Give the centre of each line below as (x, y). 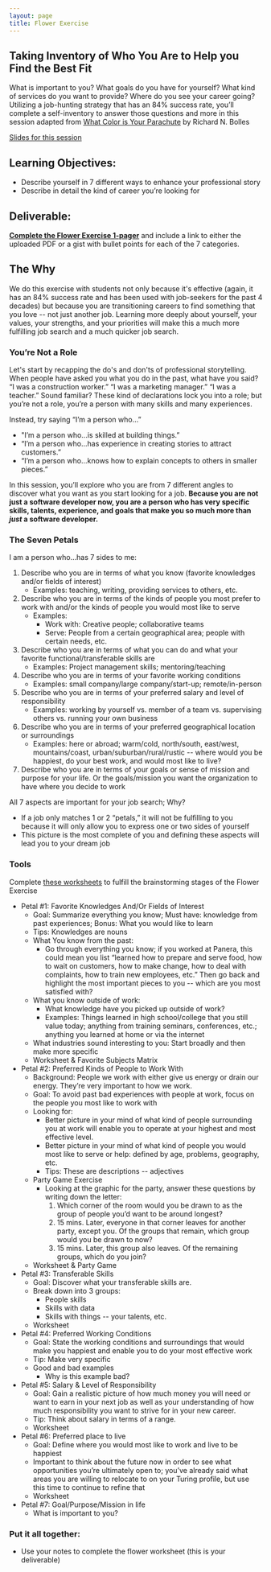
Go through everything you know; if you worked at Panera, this (148, 949)
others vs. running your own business (95, 718)
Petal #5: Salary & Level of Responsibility (88, 1385)
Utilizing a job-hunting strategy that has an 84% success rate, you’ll (121, 105)
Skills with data (70, 1307)
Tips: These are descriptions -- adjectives (114, 1171)
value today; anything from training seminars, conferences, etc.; (151, 1026)
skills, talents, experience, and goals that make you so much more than (130, 511)
